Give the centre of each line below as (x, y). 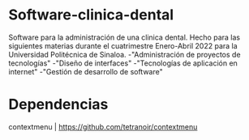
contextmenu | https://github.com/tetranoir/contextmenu (103, 126)
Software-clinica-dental (91, 15)
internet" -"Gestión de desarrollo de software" (86, 71)
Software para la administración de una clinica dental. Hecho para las (124, 37)
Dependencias (58, 105)
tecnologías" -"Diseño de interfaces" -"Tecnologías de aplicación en (123, 63)
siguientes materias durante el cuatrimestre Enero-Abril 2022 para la (123, 45)
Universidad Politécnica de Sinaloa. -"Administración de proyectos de (124, 54)
